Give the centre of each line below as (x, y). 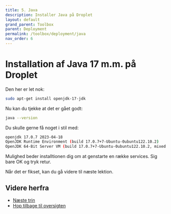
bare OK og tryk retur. (28, 162)
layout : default (23, 20)
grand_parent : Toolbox (29, 24)
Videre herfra (27, 188)
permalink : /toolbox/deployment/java (46, 34)
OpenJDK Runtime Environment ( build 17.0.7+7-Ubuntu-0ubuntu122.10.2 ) (82, 142)
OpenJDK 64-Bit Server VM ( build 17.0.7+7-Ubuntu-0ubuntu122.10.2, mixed (86, 147)
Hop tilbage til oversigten (39, 206)
